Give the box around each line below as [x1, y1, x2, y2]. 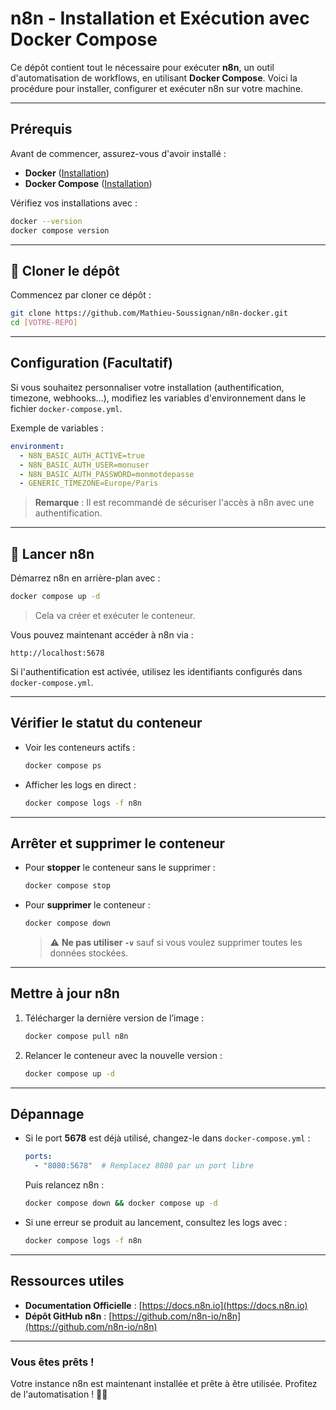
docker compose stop [24, 881, 111, 891]
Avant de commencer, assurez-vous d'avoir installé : [10, 147, 227, 159]
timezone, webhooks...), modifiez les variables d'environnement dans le [10, 392, 307, 404]
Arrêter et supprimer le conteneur [10, 835, 226, 852]
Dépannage [10, 1106, 85, 1123]
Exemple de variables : [10, 422, 104, 434]
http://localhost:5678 [10, 648, 105, 658]
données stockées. [49, 947, 129, 959]
